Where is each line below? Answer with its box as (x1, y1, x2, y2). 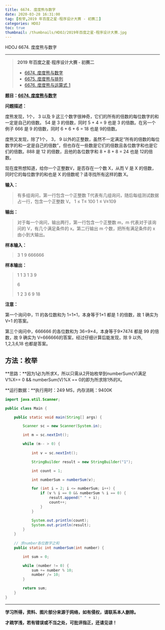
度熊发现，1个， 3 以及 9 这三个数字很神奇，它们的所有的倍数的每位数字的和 (5, 114, 159, 119)
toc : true (5, 26, 26, 31)
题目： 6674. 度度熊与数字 (5, 93, 57, 99)
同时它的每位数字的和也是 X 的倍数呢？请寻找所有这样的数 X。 (5, 171, 131, 177)
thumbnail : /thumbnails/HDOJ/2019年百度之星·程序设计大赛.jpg (5, 30, 127, 35)
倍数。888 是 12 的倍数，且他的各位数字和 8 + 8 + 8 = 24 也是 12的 (13, 149, 149, 154)
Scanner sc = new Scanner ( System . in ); (23, 424, 102, 429)
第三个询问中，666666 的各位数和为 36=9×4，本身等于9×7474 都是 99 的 (5, 329, 155, 334)
